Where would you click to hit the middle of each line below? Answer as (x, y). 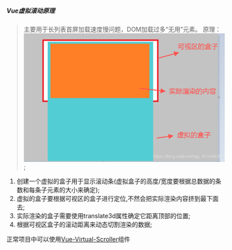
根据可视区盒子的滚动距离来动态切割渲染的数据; (84, 224)
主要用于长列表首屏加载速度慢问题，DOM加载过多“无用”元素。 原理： (122, 29)
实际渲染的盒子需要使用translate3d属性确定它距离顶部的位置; (104, 215)
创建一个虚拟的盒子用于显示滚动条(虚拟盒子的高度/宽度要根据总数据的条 (119, 181)
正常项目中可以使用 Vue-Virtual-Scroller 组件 (69, 239)
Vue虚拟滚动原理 (31, 10)
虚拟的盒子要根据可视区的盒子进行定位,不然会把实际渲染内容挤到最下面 (117, 198)
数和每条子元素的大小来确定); (58, 190)
